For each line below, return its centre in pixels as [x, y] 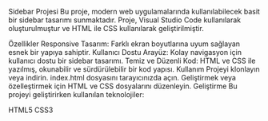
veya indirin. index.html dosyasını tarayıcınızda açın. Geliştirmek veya [122, 78]
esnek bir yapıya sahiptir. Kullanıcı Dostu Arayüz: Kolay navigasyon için [125, 52]
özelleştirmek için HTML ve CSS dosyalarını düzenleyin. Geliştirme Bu [123, 86]
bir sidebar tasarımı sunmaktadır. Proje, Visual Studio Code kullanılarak [125, 20]
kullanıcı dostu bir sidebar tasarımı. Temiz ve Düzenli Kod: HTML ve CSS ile [132, 60]
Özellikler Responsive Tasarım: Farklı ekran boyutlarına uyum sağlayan [124, 44]
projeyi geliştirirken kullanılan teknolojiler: [76, 94]
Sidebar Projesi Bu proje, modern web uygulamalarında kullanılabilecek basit [134, 12]
